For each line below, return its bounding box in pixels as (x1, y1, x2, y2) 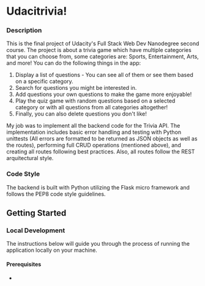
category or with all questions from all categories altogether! (15, 104, 168, 111)
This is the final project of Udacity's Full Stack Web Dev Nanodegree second (6, 40, 199, 47)
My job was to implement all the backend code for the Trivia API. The (6, 122, 181, 130)
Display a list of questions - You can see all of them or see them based (15, 71, 194, 79)
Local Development (6, 226, 65, 235)
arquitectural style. (6, 155, 54, 162)
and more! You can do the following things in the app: (6, 59, 141, 67)
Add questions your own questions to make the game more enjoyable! (15, 90, 192, 98)
